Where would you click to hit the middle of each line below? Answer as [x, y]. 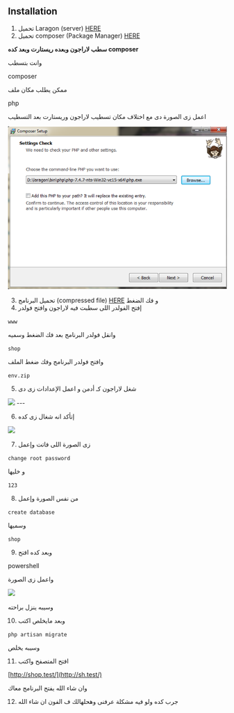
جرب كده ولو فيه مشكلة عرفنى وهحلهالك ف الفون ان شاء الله [98, 702]
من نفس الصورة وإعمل [48, 499]
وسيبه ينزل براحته [31, 607]
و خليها [16, 471]
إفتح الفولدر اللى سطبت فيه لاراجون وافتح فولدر [80, 308]
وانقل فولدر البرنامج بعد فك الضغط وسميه [62, 335]
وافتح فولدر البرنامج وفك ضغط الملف [56, 362]
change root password [39, 459]
